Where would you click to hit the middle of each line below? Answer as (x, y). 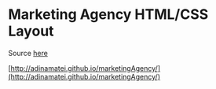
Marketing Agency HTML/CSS (108, 15)
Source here (28, 53)
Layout (31, 31)
